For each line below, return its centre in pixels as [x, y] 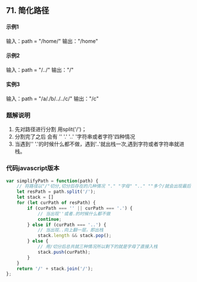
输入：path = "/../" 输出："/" [40, 70]
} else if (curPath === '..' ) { [67, 225]
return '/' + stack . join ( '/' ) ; [55, 268]
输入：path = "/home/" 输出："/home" [52, 41]
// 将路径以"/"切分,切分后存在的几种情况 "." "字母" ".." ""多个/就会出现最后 [104, 186]
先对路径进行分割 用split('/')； [51, 129]
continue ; [49, 219]
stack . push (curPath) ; [64, 252]
